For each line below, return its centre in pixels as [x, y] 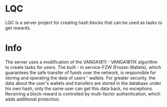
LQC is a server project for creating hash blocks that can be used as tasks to [84, 22]
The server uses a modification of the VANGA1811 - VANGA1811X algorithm [82, 62]
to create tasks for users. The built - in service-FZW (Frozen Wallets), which [83, 67]
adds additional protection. [33, 99]
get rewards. [18, 27]
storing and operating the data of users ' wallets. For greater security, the [81, 77]
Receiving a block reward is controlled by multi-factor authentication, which [83, 93]
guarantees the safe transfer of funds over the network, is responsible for [81, 72]
